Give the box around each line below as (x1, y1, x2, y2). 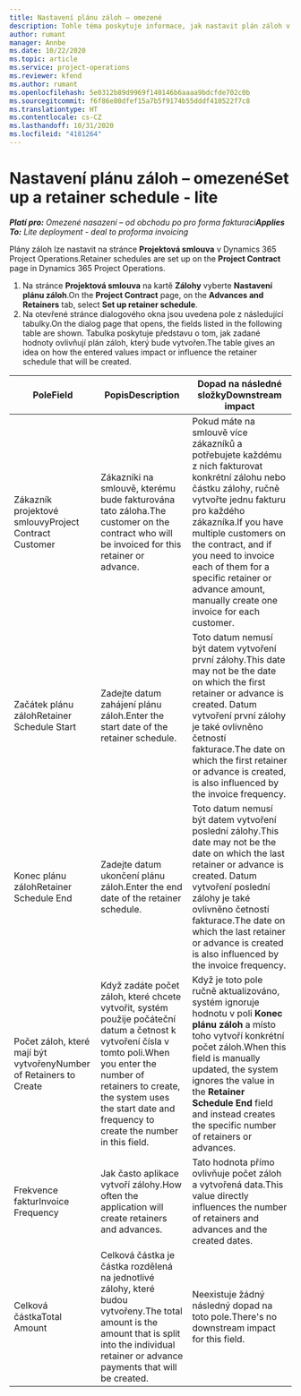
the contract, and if (192, 538, 272, 551)
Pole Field (32, 389, 73, 401)
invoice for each (192, 605, 260, 618)
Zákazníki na (99, 471, 154, 484)
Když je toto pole (192, 973, 263, 986)
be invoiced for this (99, 538, 182, 551)
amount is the (99, 1315, 159, 1328)
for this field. (192, 1332, 245, 1345)
